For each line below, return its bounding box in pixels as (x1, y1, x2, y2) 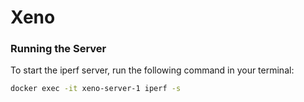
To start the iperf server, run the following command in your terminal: (10, 64, 295, 76)
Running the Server (10, 42, 107, 56)
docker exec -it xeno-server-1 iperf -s (10, 84, 182, 94)
